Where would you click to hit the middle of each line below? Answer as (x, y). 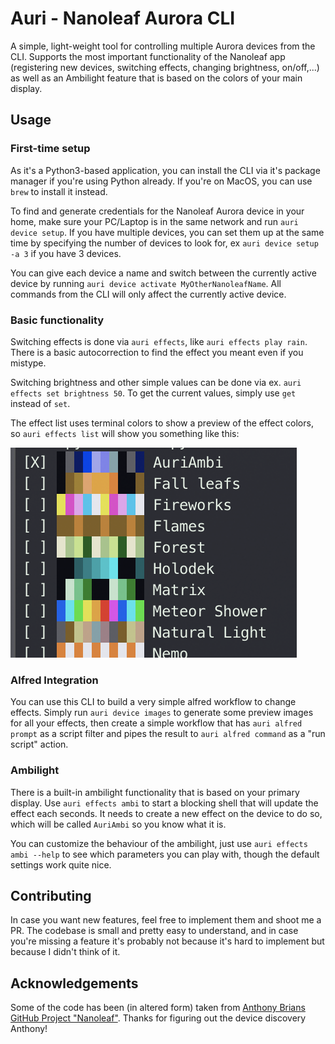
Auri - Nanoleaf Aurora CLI (123, 18)
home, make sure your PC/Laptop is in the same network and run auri (154, 221)
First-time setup (50, 149)
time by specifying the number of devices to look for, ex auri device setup (164, 243)
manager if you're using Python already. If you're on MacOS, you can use (161, 181)
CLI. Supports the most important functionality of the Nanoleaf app (148, 56)
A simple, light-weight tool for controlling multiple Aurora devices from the (163, 46)
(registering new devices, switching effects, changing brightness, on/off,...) (165, 67)
